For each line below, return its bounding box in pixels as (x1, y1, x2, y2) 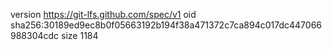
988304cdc (10, 30, 60, 41)
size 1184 (61, 30, 99, 41)
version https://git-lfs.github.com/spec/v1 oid (10, 9, 197, 20)
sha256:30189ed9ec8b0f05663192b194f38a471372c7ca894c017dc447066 (10, 19, 323, 31)
